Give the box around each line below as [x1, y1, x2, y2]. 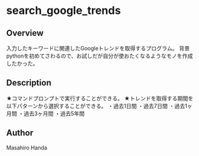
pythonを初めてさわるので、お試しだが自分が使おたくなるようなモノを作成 [6, 52, 194, 59]
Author [6, 128, 33, 138]
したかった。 [6, 60, 38, 67]
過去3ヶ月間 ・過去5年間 [23, 110, 85, 117]
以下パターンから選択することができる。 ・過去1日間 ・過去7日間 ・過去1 [6, 102, 188, 109]
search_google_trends [6, 4, 121, 18]
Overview [6, 28, 44, 38]
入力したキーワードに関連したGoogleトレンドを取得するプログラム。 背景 [6, 45, 190, 52]
